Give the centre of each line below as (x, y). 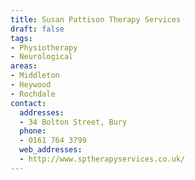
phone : (33, 131)
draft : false (37, 29)
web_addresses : (51, 150)
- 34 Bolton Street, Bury (73, 122)
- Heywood (31, 85)
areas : (24, 66)
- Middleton (35, 76)
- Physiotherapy (44, 47)
